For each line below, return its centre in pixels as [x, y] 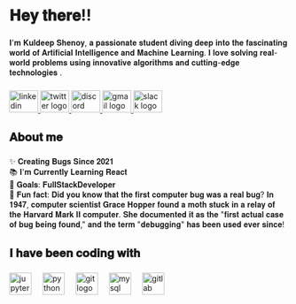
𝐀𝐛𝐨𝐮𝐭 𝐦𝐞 [36, 137]
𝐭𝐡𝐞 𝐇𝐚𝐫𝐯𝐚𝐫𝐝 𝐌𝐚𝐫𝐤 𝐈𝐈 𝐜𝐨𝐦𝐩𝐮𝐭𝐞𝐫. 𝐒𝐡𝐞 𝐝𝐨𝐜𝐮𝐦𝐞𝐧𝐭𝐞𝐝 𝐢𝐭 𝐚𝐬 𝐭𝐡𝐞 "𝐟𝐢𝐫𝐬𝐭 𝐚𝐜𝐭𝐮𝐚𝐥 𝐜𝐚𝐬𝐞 [147, 215]
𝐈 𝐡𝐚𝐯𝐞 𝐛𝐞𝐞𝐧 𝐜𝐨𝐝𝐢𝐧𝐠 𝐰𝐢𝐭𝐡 [75, 253]
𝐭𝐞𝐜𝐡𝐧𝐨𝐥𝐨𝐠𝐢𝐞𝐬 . [36, 72]
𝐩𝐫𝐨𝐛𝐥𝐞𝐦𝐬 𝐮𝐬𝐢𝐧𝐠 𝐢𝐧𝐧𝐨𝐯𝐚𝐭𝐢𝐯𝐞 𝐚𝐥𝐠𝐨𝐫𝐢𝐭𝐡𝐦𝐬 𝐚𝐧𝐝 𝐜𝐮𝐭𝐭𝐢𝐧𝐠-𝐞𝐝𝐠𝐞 [136, 63]
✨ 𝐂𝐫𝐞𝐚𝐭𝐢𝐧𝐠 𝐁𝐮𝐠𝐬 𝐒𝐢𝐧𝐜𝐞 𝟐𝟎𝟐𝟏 [62, 162]
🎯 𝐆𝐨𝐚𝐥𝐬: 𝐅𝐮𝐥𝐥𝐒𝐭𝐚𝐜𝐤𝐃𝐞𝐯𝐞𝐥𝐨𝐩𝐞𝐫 [62, 185]
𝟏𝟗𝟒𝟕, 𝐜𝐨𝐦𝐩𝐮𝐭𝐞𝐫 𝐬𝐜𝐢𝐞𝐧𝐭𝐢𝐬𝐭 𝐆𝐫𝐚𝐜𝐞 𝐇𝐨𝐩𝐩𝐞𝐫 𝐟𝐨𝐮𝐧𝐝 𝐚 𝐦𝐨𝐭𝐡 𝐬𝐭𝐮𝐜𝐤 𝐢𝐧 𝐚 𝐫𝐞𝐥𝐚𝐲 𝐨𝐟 [142, 205]
